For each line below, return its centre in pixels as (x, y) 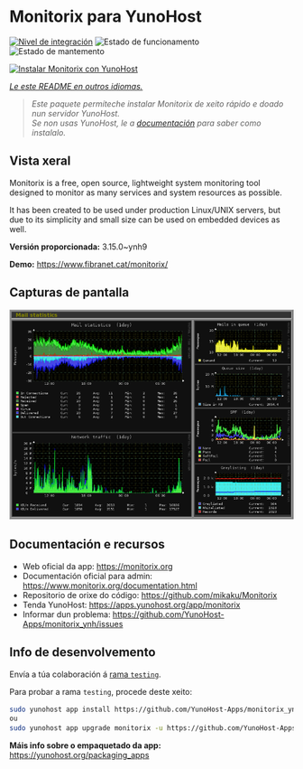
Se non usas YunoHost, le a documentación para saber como (146, 123)
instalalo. (48, 132)
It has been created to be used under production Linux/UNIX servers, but (145, 210)
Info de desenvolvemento (83, 652)
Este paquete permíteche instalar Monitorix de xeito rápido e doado (157, 103)
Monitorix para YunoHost (106, 17)
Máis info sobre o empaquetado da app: (85, 746)
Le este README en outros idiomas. (76, 86)
